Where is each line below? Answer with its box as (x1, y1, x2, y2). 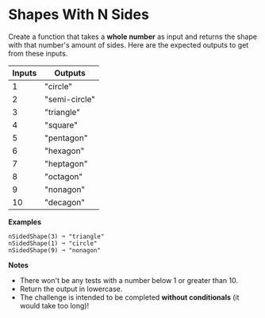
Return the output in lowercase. (19, 284, 123, 293)
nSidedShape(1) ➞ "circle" (8, 239, 98, 247)
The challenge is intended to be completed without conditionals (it (19, 292, 240, 302)
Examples (8, 216, 42, 227)
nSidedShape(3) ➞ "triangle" (8, 232, 105, 240)
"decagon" (44, 197, 86, 208)
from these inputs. (8, 48, 68, 58)
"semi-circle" (44, 94, 96, 105)
